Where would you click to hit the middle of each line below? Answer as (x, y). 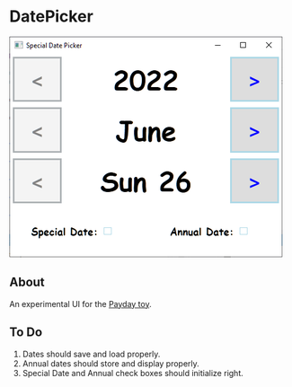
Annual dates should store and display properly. (111, 363)
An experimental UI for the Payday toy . (80, 303)
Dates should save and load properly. (91, 354)
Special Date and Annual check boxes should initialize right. (133, 373)
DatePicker (52, 17)
